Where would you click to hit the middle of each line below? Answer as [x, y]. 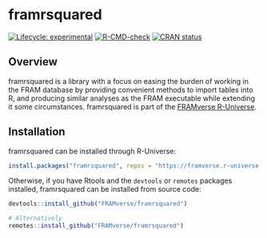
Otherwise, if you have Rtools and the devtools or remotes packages [120, 180]
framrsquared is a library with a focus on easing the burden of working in [129, 81]
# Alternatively [35, 218]
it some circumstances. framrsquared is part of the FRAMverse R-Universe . [133, 106]
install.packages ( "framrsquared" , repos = [80, 165]
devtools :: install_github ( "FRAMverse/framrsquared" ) [98, 204]
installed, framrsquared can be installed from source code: [105, 189]
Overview [33, 62]
